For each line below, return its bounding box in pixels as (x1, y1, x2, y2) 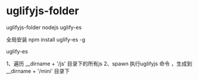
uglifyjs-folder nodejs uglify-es (6, 24, 82, 31)
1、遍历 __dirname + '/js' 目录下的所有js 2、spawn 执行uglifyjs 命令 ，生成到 (6, 60, 192, 67)
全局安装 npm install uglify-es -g (6, 36, 86, 43)
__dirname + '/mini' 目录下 (6, 67, 70, 75)
